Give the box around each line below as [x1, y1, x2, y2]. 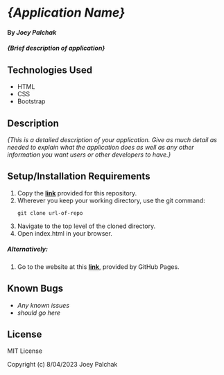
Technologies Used [7, 64, 92, 76]
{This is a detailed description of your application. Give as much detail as [7, 136, 217, 143]
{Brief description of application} [7, 44, 105, 53]
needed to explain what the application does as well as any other [7, 143, 194, 151]
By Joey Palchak [7, 28, 57, 36]
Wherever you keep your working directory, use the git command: [17, 196, 206, 204]
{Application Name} [7, 5, 126, 21]
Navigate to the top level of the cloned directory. [17, 222, 156, 230]
